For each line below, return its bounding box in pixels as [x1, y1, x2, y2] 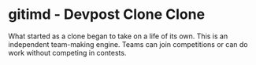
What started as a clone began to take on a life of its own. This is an [8, 31, 228, 41]
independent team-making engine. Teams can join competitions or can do [8, 39, 248, 49]
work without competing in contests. [8, 48, 127, 57]
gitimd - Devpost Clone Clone [8, 5, 206, 23]
